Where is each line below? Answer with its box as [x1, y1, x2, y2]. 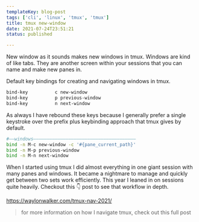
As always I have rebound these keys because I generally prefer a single [6, 111, 186, 118]
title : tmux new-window [6, 20, 66, 26]
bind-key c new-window [6, 89, 87, 95]
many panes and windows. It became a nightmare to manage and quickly [6, 170, 188, 177]
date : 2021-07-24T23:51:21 [6, 25, 74, 32]
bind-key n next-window [6, 100, 90, 106]
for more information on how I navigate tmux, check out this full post [21, 209, 191, 216]
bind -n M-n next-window [6, 153, 69, 159]
